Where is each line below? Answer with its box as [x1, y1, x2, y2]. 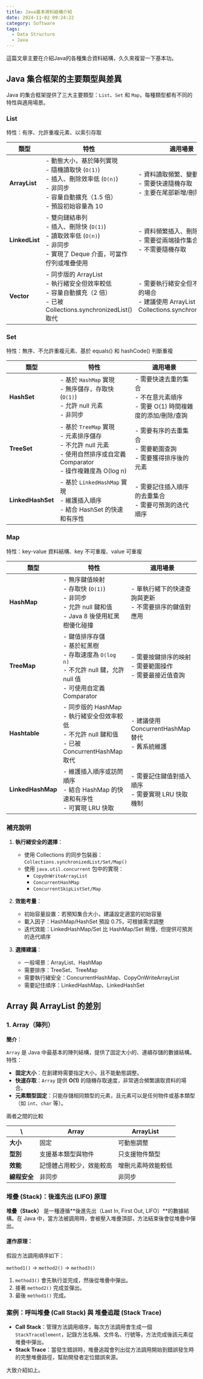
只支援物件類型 [118, 1150, 161, 1158]
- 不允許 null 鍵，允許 [63, 666, 125, 674]
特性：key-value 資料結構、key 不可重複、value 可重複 [6, 547, 142, 555]
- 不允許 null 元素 [59, 441, 109, 450]
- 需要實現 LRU [130, 790, 175, 798]
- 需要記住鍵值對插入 [130, 772, 192, 780]
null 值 [63, 675, 82, 683]
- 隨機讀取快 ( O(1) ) [45, 166, 101, 174]
